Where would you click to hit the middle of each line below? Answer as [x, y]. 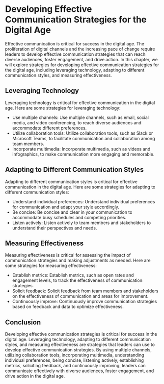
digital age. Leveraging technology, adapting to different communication [78, 340]
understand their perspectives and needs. [55, 228]
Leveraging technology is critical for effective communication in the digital [80, 103]
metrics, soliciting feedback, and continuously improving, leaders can [75, 366]
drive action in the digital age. [35, 376]
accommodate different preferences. [49, 128]
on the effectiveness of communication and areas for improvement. [80, 296]
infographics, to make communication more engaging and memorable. [83, 154]
